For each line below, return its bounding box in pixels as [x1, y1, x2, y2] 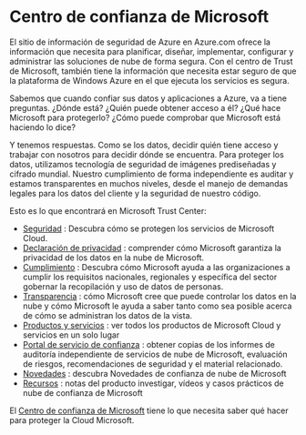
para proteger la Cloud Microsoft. [9, 414, 135, 425]
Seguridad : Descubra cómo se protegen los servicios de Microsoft [22, 223, 275, 234]
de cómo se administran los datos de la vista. [22, 309, 193, 320]
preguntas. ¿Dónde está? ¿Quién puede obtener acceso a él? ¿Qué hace [9, 102, 281, 113]
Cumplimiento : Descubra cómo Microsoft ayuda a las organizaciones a [22, 261, 291, 272]
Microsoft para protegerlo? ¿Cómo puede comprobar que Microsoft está [9, 112, 280, 123]
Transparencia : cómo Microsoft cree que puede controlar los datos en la [22, 290, 297, 301]
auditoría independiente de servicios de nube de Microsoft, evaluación [22, 349, 288, 359]
